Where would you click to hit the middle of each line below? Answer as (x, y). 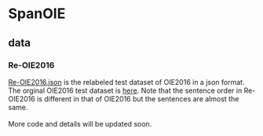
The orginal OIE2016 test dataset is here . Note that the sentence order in (125, 90)
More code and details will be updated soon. (80, 123)
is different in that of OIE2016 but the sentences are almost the (138, 98)
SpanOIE (37, 14)
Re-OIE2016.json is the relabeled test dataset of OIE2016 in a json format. (126, 82)
